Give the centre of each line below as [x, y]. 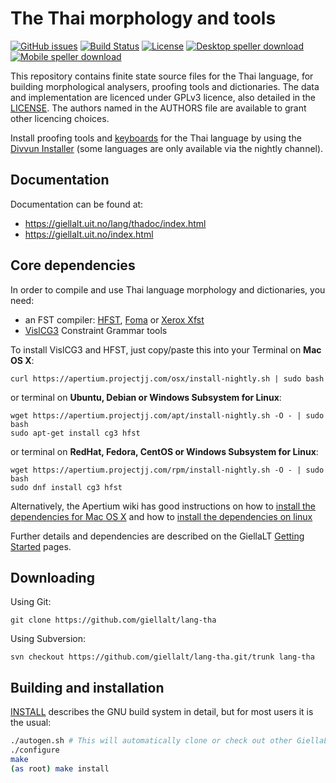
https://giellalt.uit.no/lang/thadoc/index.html [115, 223]
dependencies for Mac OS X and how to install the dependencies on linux [161, 516]
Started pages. [41, 546]
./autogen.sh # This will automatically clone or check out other [151, 741]
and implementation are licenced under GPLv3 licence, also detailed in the [163, 97]
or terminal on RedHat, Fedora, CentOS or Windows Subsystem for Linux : [164, 451]
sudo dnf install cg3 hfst [66, 487]
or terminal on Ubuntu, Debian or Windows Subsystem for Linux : [146, 397]
